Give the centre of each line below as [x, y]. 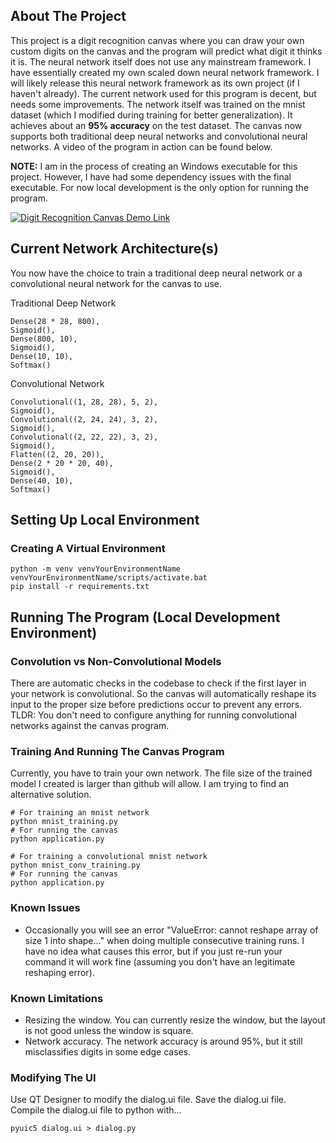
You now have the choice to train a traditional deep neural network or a [156, 273]
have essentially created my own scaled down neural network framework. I [165, 72]
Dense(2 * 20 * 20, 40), [62, 463]
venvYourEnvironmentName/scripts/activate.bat [109, 578]
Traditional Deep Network [63, 303]
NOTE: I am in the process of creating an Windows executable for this [154, 166]
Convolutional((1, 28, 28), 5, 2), [84, 402]
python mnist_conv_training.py [75, 865]
